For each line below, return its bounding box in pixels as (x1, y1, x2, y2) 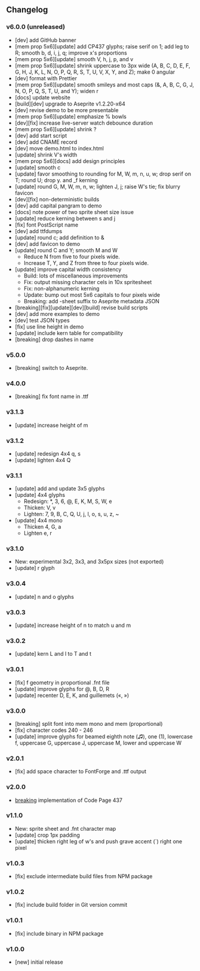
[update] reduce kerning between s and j (14, 215, 115, 222)
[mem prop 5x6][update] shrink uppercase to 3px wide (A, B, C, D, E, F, (14, 62, 190, 69)
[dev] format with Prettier (14, 74, 78, 82)
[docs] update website (14, 94, 70, 101)
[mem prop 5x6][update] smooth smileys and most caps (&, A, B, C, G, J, (14, 81, 194, 88)
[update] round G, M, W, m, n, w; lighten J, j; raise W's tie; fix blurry (14, 183, 181, 190)
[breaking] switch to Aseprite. (14, 364, 88, 371)
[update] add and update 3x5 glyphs (14, 485, 105, 492)
